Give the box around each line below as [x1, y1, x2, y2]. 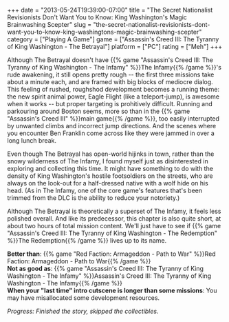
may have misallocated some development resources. [7, 294, 160, 302]
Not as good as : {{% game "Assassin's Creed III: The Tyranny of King [7, 265, 204, 272]
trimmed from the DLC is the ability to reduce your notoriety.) [7, 194, 180, 202]
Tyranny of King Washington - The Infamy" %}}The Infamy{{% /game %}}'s [7, 63, 222, 71]
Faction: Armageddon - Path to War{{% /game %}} [7, 257, 151, 265]
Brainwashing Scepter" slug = [7, 21, 92, 28]
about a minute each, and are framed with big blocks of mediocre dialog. [7, 78, 213, 85]
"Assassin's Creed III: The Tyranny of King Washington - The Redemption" [7, 229, 218, 237]
